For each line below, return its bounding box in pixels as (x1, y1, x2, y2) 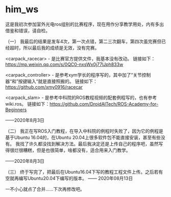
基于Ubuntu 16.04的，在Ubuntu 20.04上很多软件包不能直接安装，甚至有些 (5, 134, 161, 140)
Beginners (5, 106, 27, 113)
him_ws (5, 4, 39, 15)
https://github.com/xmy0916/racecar (5, 84, 83, 90)
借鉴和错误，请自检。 (5, 27, 50, 34)
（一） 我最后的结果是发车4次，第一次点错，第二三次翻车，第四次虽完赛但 (5, 38, 162, 44)
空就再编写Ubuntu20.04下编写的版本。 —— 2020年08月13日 (5, 175, 133, 181)
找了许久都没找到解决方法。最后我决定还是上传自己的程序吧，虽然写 (19, 140, 163, 146)
